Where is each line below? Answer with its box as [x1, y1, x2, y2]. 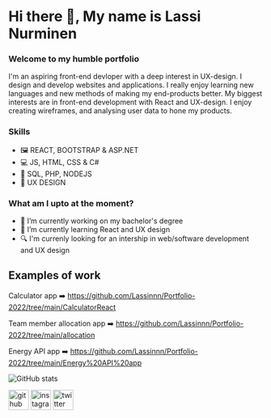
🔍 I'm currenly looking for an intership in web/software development [19, 234, 249, 243]
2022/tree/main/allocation [8, 330, 95, 340]
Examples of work [8, 268, 101, 282]
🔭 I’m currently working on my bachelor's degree [19, 216, 184, 226]
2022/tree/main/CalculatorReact [8, 302, 116, 312]
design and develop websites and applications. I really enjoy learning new [8, 80, 254, 90]
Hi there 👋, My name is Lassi [8, 7, 201, 26]
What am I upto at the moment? [8, 197, 134, 209]
